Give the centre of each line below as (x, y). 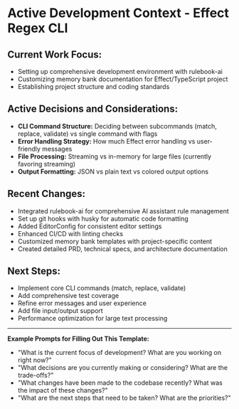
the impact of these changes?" (63, 391)
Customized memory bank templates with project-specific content (115, 241)
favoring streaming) (47, 164)
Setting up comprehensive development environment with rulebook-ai (120, 71)
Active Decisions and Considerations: (93, 109)
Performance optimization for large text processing (92, 319)
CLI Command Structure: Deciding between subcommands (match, (117, 126)
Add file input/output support (60, 311)
